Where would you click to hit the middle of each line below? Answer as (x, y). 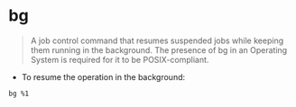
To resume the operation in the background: (103, 76)
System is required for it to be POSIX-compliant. (120, 59)
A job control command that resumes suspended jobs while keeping (157, 40)
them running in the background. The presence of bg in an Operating (159, 49)
